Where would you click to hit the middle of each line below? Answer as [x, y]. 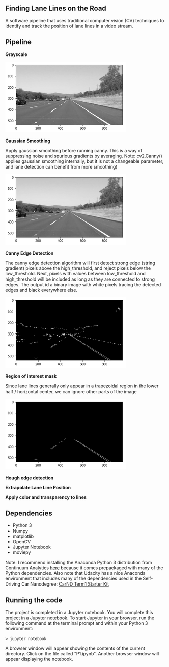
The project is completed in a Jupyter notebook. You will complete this [79, 613]
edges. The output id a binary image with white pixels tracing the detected [83, 284]
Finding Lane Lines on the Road [56, 8]
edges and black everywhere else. [41, 290]
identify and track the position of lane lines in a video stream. [69, 26]
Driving [13, 584]
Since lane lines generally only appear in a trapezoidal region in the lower [82, 386]
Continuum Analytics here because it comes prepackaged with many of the [84, 568]
